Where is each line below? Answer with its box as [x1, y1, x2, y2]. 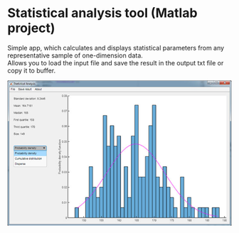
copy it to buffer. [7, 66, 56, 75]
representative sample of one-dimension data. [7, 51, 144, 60]
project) [7, 20, 55, 36]
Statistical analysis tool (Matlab [7, 5, 198, 21]
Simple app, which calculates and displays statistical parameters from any [7, 43, 225, 52]
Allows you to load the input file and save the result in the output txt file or [7, 58, 224, 67]
